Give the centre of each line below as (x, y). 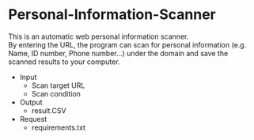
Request (33, 119)
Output (31, 102)
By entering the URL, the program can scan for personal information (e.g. (127, 44)
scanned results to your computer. (64, 62)
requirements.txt (58, 127)
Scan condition (56, 93)
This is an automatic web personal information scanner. (99, 36)
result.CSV (49, 110)
